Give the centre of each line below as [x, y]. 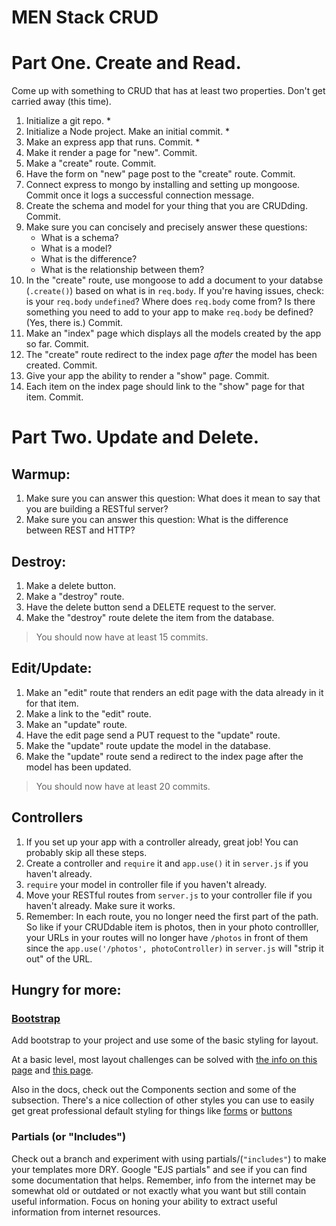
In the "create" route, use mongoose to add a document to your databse [174, 280]
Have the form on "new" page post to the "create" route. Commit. [160, 174]
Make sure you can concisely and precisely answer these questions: [166, 227]
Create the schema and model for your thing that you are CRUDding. [166, 206]
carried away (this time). [61, 102]
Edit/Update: [52, 668]
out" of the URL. [59, 958]
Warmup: [41, 474]
